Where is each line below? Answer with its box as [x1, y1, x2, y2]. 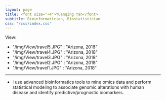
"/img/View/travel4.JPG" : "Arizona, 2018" [12, 49, 98, 55]
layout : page [5, 7, 32, 12]
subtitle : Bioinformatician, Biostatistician [5, 16, 100, 21]
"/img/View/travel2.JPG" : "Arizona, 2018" [12, 60, 98, 66]
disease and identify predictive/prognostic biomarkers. [12, 90, 124, 96]
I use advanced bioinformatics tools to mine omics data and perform [12, 79, 152, 85]
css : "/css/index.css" [5, 21, 52, 26]
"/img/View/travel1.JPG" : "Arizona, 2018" [12, 65, 97, 71]
